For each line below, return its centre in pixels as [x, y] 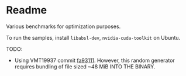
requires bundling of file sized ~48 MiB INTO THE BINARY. [85, 66]
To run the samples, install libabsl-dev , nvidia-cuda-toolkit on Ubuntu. [93, 37]
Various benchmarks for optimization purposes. [63, 26]
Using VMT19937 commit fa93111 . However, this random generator [95, 60]
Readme [27, 10]
